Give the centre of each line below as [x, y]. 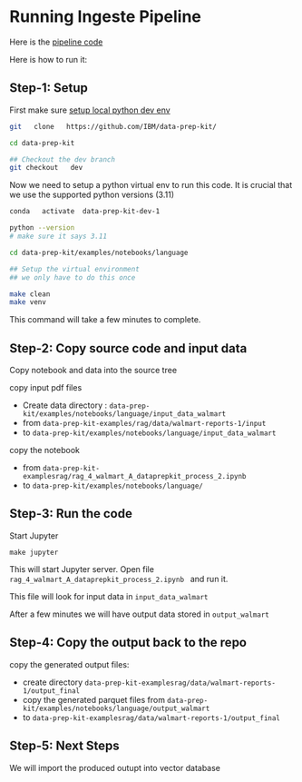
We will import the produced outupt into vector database [115, 767]
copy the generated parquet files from [94, 699]
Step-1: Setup [49, 88]
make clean [30, 294]
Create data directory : [64, 405]
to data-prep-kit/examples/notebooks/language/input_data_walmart [149, 432]
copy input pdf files [46, 388]
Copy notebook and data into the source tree [93, 371]
